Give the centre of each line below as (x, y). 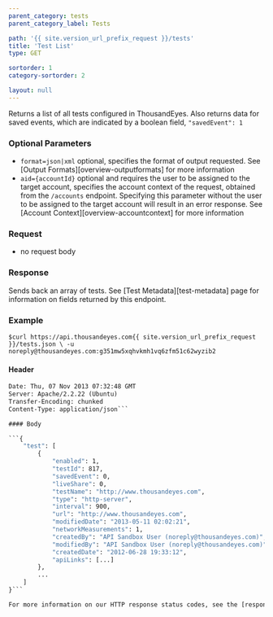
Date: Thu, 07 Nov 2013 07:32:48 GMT (72, 387)
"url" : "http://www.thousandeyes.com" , (119, 514)
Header (21, 369)
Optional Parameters (50, 143)
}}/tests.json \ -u (41, 344)
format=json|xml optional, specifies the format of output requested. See (140, 161)
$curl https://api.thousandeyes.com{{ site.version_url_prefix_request (132, 337)
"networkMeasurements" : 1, (97, 530)
